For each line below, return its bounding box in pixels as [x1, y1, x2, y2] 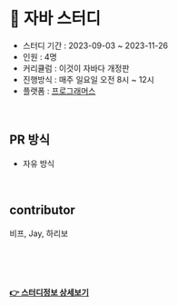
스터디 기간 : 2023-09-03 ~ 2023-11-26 [22, 40, 169, 51]
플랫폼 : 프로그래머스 [22, 85, 96, 96]
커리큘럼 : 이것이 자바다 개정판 [22, 63, 130, 74]
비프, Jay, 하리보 [9, 228, 69, 239]
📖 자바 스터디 [9, 8, 102, 29]
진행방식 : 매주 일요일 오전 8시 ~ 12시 [22, 74, 154, 84]
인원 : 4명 [22, 51, 57, 62]
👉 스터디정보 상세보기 [9, 287, 89, 298]
